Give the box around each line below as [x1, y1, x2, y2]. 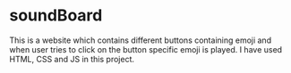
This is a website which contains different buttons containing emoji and [9, 35, 271, 45]
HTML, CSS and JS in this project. [9, 53, 135, 64]
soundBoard [9, 5, 103, 26]
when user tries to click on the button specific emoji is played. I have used [9, 44, 283, 54]
